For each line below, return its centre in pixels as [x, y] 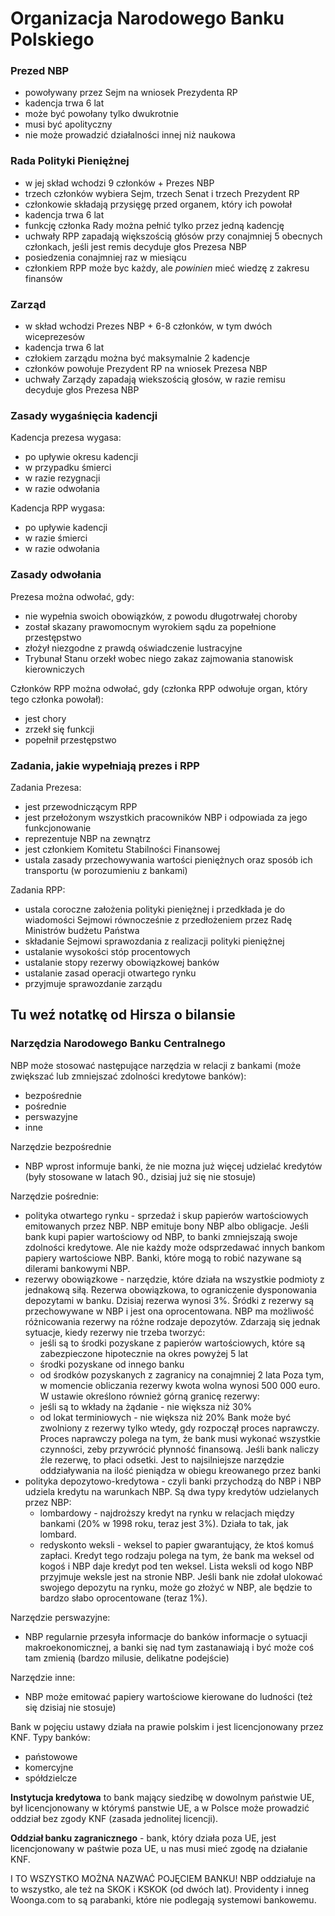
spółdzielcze [51, 1778]
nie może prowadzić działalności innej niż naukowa [130, 135]
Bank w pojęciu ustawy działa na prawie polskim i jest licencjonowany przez [167, 1726]
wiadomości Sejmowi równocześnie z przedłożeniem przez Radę [158, 919]
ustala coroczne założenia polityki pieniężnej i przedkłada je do [155, 909]
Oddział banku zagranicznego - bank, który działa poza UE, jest [143, 1838]
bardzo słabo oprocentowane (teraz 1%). [123, 1598]
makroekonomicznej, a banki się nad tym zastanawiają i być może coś [169, 1647]
